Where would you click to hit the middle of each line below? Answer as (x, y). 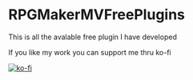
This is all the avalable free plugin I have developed (93, 37)
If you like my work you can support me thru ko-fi (90, 52)
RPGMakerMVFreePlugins (97, 15)
